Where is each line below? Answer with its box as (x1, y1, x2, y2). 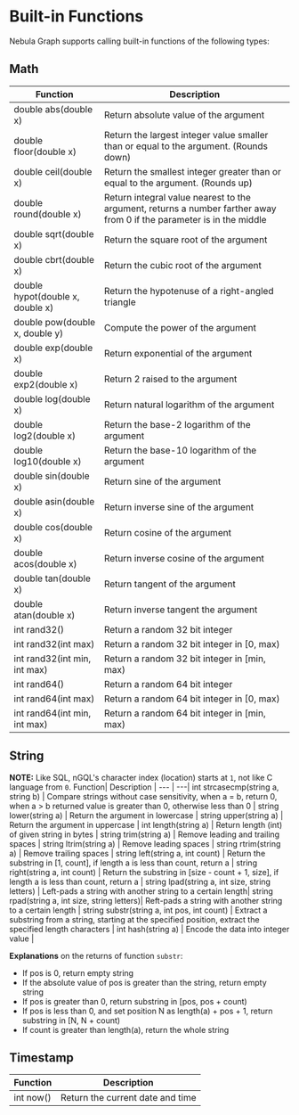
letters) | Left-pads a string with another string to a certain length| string (9, 885, 274, 897)
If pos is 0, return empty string (21, 967, 134, 978)
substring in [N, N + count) (21, 1014, 121, 1026)
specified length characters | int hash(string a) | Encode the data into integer (9, 923, 290, 934)
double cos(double (13, 521, 93, 533)
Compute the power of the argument (103, 321, 256, 333)
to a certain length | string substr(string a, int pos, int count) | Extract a (9, 905, 268, 915)
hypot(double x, (13, 290, 80, 302)
